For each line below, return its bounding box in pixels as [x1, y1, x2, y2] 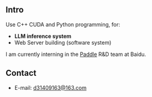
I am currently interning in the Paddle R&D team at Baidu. [5, 51, 147, 58]
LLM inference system [14, 33, 71, 40]
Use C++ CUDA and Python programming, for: [5, 20, 121, 28]
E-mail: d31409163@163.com [14, 84, 87, 91]
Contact [5, 68, 37, 78]
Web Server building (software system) [14, 39, 112, 46]
